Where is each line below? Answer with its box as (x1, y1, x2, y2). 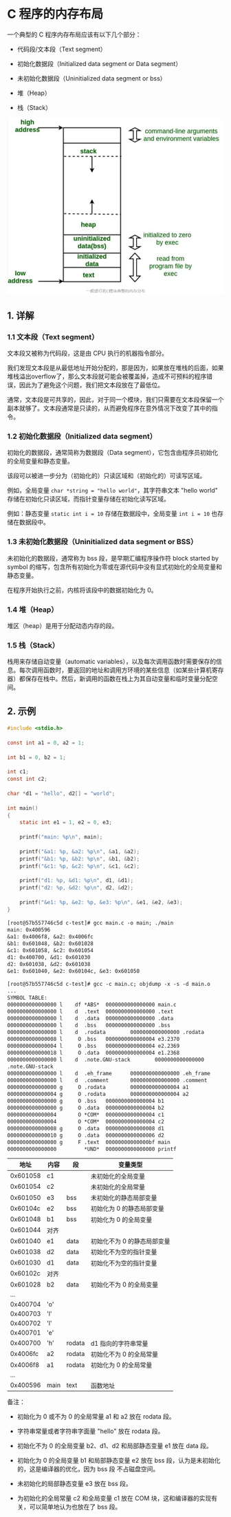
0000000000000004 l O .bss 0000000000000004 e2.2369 (7, 1042, 180, 1049)
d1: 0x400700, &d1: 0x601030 (7, 954, 91, 960)
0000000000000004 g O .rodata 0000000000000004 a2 (7, 1090, 189, 1097)
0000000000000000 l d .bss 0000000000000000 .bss (7, 1022, 170, 1029)
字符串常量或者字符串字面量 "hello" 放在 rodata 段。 (16, 1427, 164, 1435)
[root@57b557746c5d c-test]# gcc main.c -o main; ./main (7, 919, 174, 926)
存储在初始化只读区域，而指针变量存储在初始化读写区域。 (7, 495, 170, 503)
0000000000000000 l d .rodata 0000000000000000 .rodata (7, 1029, 205, 1035)
